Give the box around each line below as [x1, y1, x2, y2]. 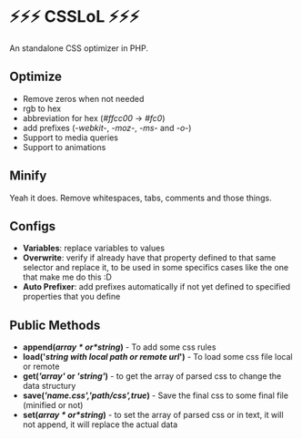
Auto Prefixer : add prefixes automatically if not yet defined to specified [22, 281, 291, 292]
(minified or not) [22, 400, 84, 411]
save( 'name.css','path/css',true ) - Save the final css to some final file [22, 390, 289, 401]
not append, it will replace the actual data [22, 419, 178, 430]
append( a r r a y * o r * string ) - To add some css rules [22, 342, 216, 352]
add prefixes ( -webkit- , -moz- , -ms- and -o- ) [22, 122, 192, 133]
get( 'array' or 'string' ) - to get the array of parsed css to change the [22, 371, 282, 382]
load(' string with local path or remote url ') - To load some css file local [22, 352, 293, 362]
